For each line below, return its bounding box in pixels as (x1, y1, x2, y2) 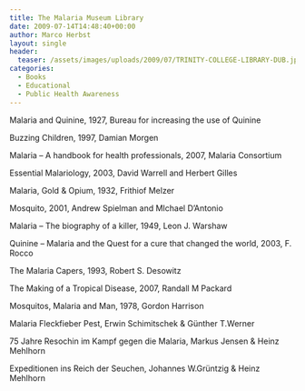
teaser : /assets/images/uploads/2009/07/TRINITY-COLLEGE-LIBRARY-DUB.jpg (17, 55, 302, 65)
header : (9, 47, 39, 56)
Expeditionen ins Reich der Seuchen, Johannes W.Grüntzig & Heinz (9, 363, 261, 374)
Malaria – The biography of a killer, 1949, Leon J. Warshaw (9, 220, 229, 231)
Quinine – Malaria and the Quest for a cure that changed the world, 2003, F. (9, 237, 292, 248)
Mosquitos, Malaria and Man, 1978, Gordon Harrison (9, 300, 204, 311)
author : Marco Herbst (9, 30, 92, 39)
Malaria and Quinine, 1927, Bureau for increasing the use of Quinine (9, 115, 261, 125)
